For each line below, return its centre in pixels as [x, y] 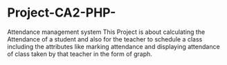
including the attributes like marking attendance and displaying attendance [113, 46]
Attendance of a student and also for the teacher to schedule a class [105, 39]
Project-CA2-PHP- [62, 13]
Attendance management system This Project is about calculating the [106, 32]
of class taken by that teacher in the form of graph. [80, 54]
